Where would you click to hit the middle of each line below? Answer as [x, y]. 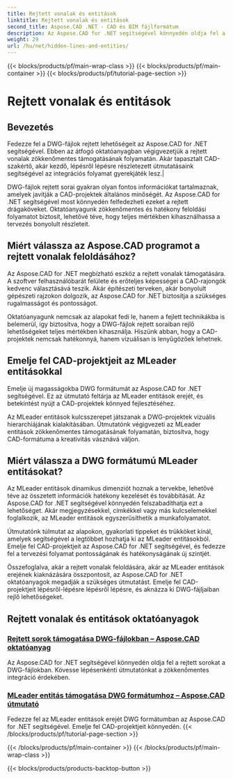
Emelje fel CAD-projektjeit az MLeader [92, 361]
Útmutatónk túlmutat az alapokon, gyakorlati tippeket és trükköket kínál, [110, 532]
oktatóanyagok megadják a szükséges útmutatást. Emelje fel [94, 582]
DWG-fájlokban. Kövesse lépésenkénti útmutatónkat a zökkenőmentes [109, 670]
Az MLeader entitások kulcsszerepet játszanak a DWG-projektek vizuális [111, 417]
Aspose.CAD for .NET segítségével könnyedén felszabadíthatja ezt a [105, 503]
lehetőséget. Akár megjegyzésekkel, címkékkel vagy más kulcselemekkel [112, 511]
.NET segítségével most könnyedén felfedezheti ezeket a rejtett [98, 202]
